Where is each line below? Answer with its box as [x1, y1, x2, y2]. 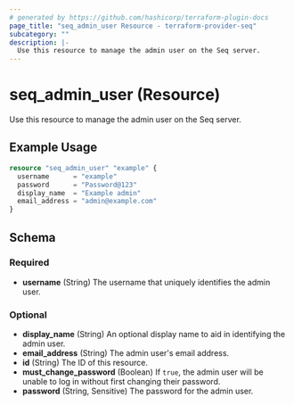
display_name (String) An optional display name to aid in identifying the [21, 329, 286, 340]
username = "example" [17, 171, 118, 181]
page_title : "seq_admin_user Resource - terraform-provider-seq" [9, 21, 257, 30]
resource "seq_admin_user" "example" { [9, 163, 158, 172]
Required [9, 256, 50, 269]
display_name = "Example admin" [17, 188, 142, 197]
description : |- [9, 37, 69, 47]
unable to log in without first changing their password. [21, 376, 221, 387]
